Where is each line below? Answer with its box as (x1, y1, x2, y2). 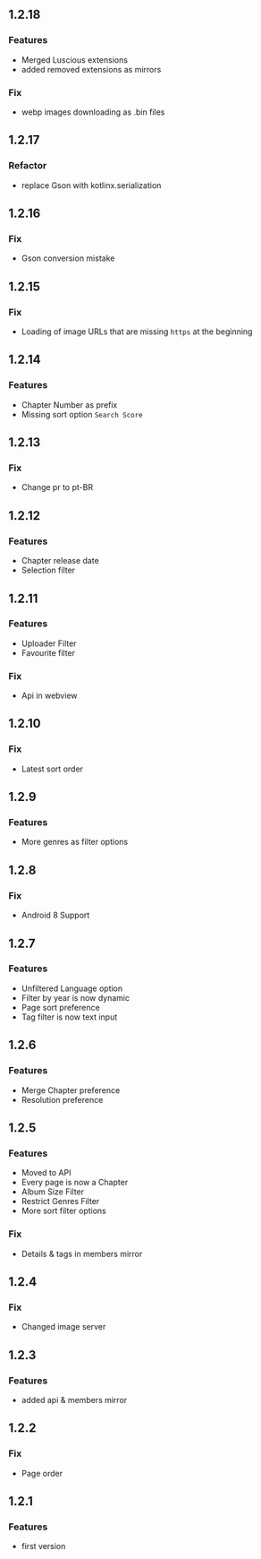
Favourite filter (21, 647, 76, 658)
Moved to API (21, 1167, 72, 1178)
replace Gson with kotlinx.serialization (21, 179, 162, 191)
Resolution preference (21, 1094, 104, 1105)
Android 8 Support (21, 909, 90, 921)
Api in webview (21, 690, 78, 702)
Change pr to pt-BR (21, 482, 94, 493)
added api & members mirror (21, 1394, 128, 1405)
